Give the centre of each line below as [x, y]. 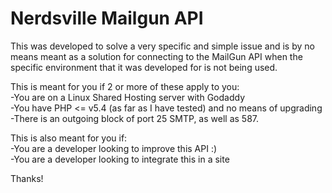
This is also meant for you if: [69, 138]
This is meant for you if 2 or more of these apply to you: [125, 86]
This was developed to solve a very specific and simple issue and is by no [162, 46]
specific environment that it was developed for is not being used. [144, 67]
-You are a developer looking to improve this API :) [114, 148]
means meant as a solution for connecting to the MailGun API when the [156, 56]
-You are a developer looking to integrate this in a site [120, 159]
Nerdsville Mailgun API [107, 18]
